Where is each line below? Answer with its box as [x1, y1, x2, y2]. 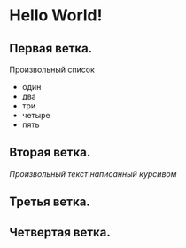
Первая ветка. [9, 41, 93, 56]
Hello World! [9, 5, 103, 26]
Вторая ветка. [9, 145, 91, 160]
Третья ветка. [9, 195, 90, 210]
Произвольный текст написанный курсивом [9, 168, 177, 179]
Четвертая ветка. [9, 224, 111, 240]
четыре [21, 110, 50, 120]
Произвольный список [9, 64, 95, 75]
